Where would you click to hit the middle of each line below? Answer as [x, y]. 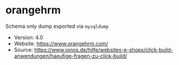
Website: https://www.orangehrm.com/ [61, 44]
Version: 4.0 [28, 37]
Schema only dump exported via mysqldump [57, 26]
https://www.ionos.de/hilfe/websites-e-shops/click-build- [104, 49]
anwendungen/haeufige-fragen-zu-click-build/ [70, 56]
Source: [23, 49]
